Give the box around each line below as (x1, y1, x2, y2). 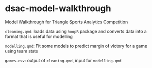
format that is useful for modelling (5, 34, 73, 39)
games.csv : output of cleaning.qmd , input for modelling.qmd (5, 57, 121, 63)
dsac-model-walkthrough (5, 3, 111, 14)
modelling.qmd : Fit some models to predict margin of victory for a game (5, 43, 147, 49)
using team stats (5, 48, 38, 54)
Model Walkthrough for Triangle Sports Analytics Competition (5, 19, 128, 25)
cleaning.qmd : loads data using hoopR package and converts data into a (5, 28, 147, 34)
